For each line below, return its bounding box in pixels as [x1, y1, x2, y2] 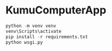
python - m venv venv [5, 23, 57, 29]
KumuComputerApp [5, 4, 107, 17]
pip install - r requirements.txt [5, 33, 88, 40]
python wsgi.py [5, 39, 43, 45]
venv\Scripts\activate [5, 28, 62, 34]
